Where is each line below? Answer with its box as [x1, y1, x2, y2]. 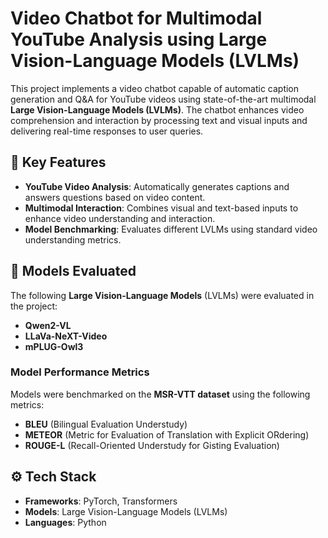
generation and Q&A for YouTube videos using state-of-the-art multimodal [10, 93, 317, 105]
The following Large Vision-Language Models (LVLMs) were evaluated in [10, 289, 315, 301]
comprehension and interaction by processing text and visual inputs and [10, 114, 308, 126]
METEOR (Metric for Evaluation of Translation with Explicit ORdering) [24, 428, 310, 441]
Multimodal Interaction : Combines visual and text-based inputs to [24, 202, 299, 214]
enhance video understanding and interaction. [24, 212, 216, 224]
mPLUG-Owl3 [24, 340, 84, 352]
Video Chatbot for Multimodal [10, 7, 263, 30]
